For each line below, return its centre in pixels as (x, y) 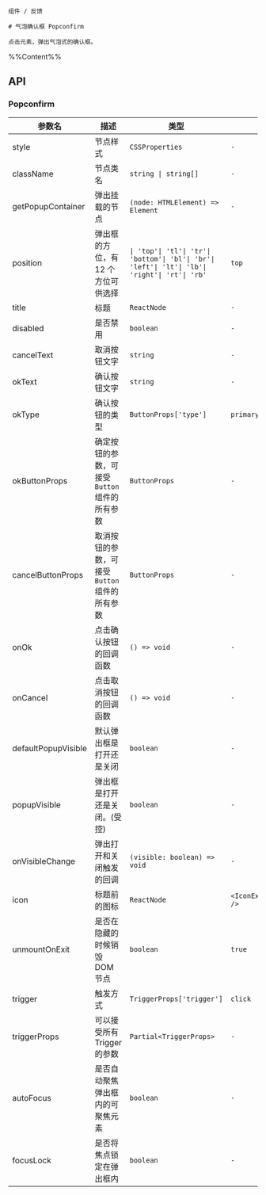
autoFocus (32, 1098)
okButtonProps (40, 480)
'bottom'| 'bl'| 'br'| (172, 259)
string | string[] (164, 174)
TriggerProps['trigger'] (176, 998)
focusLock (32, 1160)
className (33, 174)
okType (26, 414)
